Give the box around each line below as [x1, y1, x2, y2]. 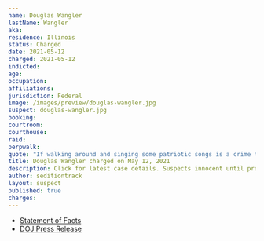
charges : [8, 194, 37, 202]
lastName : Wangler [8, 19, 68, 27]
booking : [8, 114, 37, 122]
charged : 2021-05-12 [8, 56, 76, 64]
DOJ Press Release [19, 224, 82, 233]
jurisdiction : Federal [8, 92, 82, 100]
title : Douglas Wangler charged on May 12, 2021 [8, 158, 170, 166]
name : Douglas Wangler [8, 11, 82, 20]
